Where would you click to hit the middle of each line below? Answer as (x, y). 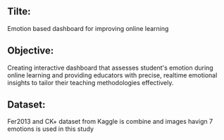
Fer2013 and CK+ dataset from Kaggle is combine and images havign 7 (110, 122)
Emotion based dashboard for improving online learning (88, 28)
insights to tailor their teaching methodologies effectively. (91, 82)
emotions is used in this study (50, 129)
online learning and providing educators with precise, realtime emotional (112, 75)
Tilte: (19, 12)
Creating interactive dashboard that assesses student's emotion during (110, 68)
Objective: (31, 51)
